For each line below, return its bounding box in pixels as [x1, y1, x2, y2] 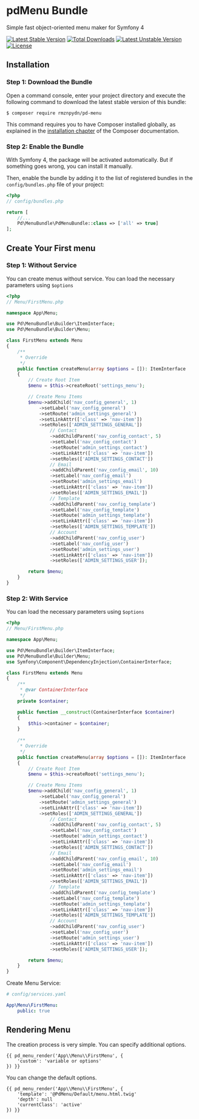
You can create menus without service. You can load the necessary [6, 275, 175, 282]
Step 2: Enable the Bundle [6, 142, 84, 151]
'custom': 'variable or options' [17, 1058, 102, 1064]
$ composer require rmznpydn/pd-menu [6, 110, 102, 116]
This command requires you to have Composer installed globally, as [6, 120, 176, 128]
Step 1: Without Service [6, 261, 77, 269]
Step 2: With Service [6, 594, 69, 603]
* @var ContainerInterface [19, 687, 88, 693]
